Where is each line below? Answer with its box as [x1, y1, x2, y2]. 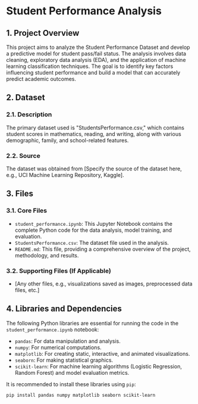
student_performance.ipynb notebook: [6, 326, 99, 333]
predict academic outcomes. [6, 76, 76, 82]
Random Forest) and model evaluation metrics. [14, 369, 130, 376]
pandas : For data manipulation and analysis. [14, 337, 121, 344]
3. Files [6, 189, 34, 199]
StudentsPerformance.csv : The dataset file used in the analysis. [14, 239, 169, 246]
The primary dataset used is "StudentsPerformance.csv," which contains [6, 124, 184, 131]
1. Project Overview [6, 28, 80, 38]
